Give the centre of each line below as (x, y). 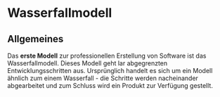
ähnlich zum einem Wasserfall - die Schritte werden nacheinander (103, 78)
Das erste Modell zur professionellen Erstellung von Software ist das (107, 56)
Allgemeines (35, 39)
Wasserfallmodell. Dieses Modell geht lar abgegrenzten (88, 63)
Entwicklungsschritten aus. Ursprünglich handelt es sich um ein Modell (110, 71)
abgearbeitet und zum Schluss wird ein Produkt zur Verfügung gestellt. (110, 85)
